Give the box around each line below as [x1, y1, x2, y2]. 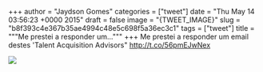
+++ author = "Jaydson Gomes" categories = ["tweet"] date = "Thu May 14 [8, 7, 255, 16]
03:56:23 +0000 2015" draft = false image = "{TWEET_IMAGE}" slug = [8, 15, 241, 25]
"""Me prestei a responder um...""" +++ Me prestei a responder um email [8, 32, 249, 41]
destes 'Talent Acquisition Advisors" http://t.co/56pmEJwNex [8, 40, 211, 50]
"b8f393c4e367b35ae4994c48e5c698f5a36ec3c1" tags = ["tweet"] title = [8, 24, 255, 32]
